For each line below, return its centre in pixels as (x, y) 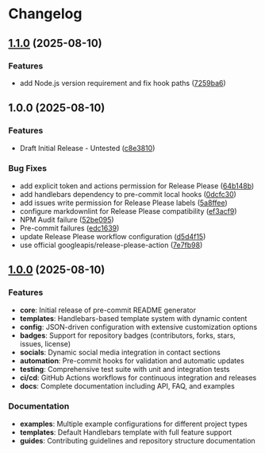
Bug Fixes (28, 168)
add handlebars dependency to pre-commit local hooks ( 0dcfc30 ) (128, 194)
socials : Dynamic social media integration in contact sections (120, 352)
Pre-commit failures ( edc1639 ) (69, 228)
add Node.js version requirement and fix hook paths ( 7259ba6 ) (123, 83)
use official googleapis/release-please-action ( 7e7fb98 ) (111, 245)
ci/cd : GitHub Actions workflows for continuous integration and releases (138, 377)
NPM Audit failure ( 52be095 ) (67, 219)
